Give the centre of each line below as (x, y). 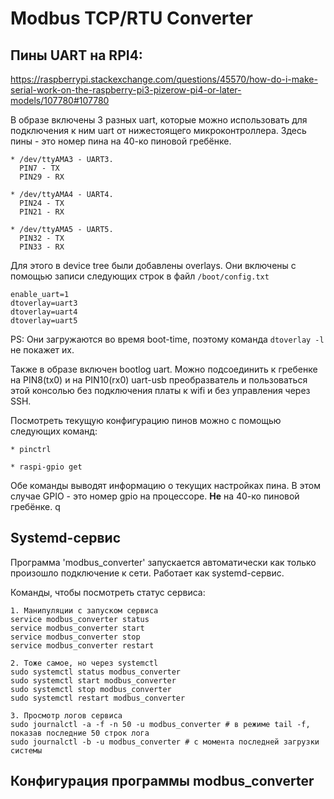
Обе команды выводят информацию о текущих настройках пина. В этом (166, 485)
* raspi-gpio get (46, 467)
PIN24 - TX (42, 203)
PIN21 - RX (42, 212)
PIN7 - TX (39, 168)
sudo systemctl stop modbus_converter (91, 689)
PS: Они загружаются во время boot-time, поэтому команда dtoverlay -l (167, 339)
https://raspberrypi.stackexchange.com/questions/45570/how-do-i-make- (164, 79)
